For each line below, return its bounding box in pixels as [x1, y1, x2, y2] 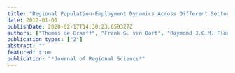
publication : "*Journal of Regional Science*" [7, 56, 145, 63]
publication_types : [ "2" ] [7, 36, 83, 43]
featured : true [7, 49, 52, 56]
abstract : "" [7, 42, 45, 49]
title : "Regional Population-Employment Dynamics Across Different [7, 10, 208, 17]
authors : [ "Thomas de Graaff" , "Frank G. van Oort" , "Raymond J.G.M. [7, 29, 215, 37]
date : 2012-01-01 [7, 17, 58, 24]
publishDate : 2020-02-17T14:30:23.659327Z [7, 23, 133, 30]
